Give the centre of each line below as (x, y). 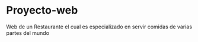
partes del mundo (28, 33)
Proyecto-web (42, 10)
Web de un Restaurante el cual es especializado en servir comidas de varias (99, 27)
